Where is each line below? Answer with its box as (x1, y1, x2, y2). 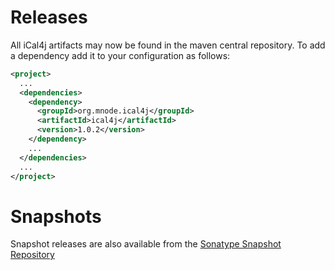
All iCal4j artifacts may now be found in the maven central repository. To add (10, 39, 326, 51)
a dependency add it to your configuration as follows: (10, 49, 231, 61)
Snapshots (10, 205, 102, 228)
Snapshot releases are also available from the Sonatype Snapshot (10, 238, 282, 250)
